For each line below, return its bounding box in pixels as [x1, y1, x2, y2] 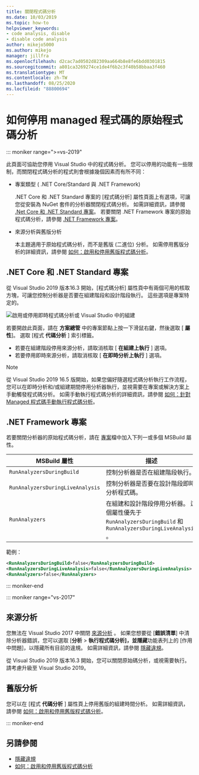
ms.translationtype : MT [6, 69, 65, 75]
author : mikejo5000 [6, 42, 54, 48]
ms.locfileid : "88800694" [6, 86, 70, 92]
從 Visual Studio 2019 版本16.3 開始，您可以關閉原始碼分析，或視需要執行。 [6, 657, 190, 664]
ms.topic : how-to [6, 20, 49, 26]
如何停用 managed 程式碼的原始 [6, 113, 162, 127]
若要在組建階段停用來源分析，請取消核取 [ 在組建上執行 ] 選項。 [14, 344, 170, 351]
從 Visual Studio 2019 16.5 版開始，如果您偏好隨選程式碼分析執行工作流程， [6, 375, 190, 383]
